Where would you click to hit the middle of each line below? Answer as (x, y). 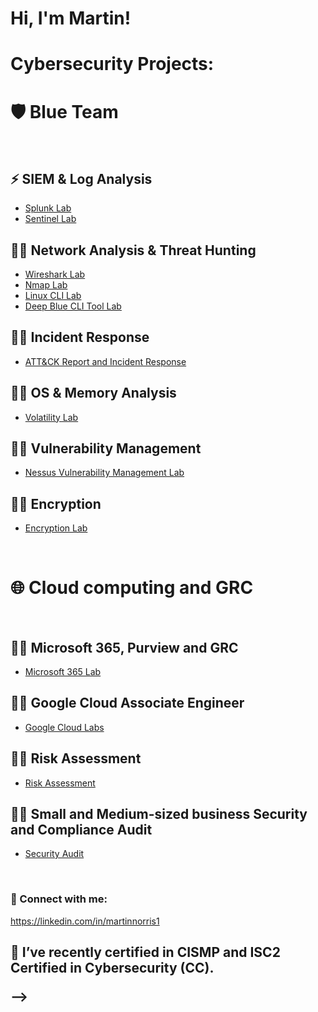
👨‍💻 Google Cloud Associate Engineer (127, 703)
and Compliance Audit (81, 829)
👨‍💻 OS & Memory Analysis (93, 393)
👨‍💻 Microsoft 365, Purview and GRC (124, 647)
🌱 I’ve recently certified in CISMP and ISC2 (145, 952)
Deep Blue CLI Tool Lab (73, 306)
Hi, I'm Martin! (71, 18)
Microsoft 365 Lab (63, 671)
